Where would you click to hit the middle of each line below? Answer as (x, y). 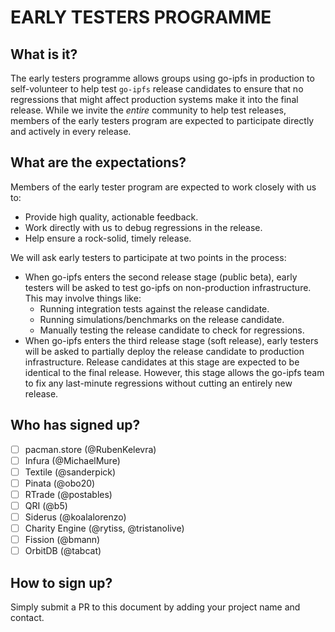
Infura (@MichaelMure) (72, 460)
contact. (27, 618)
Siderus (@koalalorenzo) (75, 517)
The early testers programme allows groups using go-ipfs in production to (162, 78)
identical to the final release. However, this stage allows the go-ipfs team (174, 372)
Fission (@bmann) (62, 540)
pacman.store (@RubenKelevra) (90, 449)
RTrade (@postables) (68, 494)
